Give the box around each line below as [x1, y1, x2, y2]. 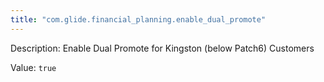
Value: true [10, 61, 57, 73]
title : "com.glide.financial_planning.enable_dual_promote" [10, 14, 267, 25]
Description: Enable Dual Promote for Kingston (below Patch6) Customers [10, 42, 315, 54]
